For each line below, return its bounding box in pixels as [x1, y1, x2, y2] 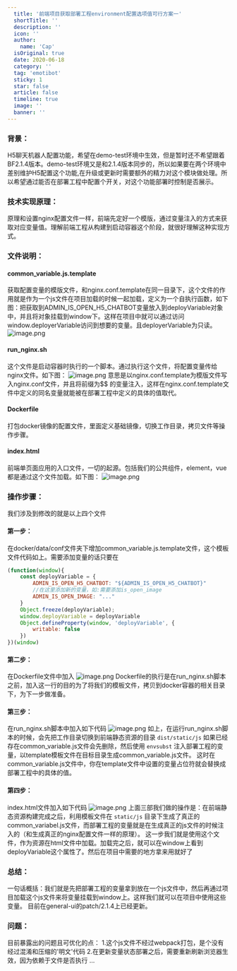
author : [13, 37, 37, 44]
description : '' [13, 23, 61, 30]
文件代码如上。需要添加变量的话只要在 [7, 553, 119, 561]
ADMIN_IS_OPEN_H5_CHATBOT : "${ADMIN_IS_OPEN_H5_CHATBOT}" [32, 580, 207, 587]
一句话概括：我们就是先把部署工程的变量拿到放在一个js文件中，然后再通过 [7, 884, 222, 893]
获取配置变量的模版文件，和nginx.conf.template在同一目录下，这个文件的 [7, 286, 220, 294]
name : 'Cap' [20, 43, 55, 50]
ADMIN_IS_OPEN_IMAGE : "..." [32, 593, 115, 601]
